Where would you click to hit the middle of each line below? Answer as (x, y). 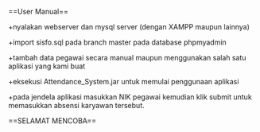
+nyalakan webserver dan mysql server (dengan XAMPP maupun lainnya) (129, 27)
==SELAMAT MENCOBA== (52, 121)
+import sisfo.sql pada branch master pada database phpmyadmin (117, 42)
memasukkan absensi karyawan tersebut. (76, 105)
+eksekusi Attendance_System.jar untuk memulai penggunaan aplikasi (124, 82)
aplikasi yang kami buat (47, 66)
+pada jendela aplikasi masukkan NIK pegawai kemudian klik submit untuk (130, 97)
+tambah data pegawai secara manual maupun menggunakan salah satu (127, 58)
